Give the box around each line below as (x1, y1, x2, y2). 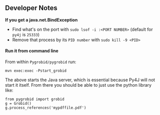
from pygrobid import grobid (5, 97, 65, 102)
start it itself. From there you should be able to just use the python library (5, 82, 152, 88)
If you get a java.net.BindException (5, 17, 78, 23)
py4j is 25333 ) (12, 31, 40, 37)
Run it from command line (5, 48, 59, 54)
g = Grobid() (5, 101, 32, 106)
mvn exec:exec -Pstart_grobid (5, 69, 67, 73)
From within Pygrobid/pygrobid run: (5, 59, 77, 65)
